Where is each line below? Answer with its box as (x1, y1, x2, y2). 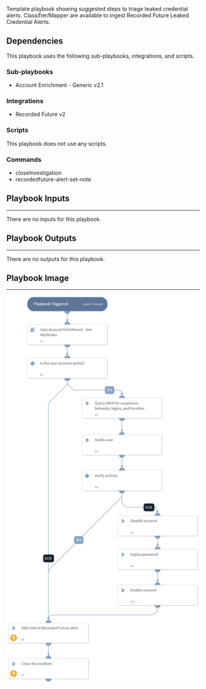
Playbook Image (6, 273, 69, 284)
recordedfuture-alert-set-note (15, 176, 91, 183)
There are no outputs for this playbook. (6, 255, 105, 262)
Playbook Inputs (6, 193, 70, 204)
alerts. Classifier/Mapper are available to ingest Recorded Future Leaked (6, 12, 189, 19)
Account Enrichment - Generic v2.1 (15, 82, 104, 89)
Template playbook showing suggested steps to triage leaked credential (6, 6, 188, 12)
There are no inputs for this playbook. (6, 215, 102, 223)
